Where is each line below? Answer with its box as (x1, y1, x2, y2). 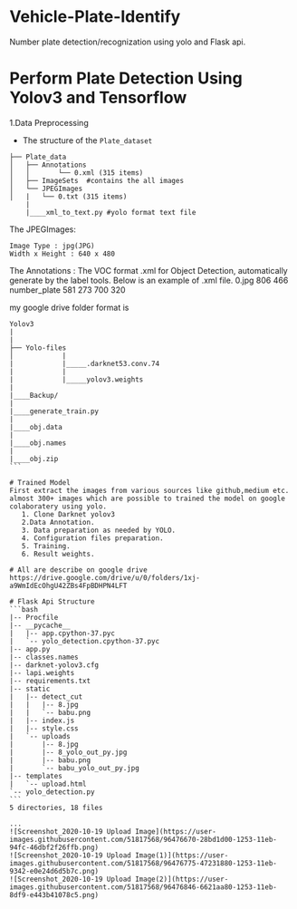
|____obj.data (9, 422, 63, 431)
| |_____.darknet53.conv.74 (9, 359, 160, 368)
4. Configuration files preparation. (21, 533, 165, 543)
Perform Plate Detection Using (9, 68, 243, 89)
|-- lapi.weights (9, 668, 75, 677)
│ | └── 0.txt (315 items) (9, 192, 128, 201)
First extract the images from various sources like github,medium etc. (9, 486, 290, 495)
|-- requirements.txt (9, 676, 91, 685)
